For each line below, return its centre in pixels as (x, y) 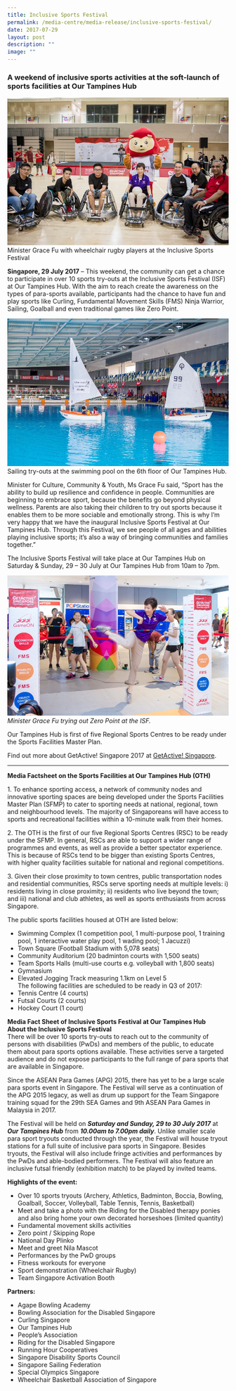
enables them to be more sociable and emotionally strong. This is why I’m (113, 515)
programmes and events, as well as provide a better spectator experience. (115, 848)
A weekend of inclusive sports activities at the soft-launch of (113, 77)
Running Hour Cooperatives (58, 1350)
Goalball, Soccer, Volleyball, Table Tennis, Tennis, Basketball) (106, 1203)
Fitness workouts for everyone (62, 1262)
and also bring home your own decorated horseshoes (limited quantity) (120, 1218)
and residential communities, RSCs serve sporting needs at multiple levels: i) (118, 884)
